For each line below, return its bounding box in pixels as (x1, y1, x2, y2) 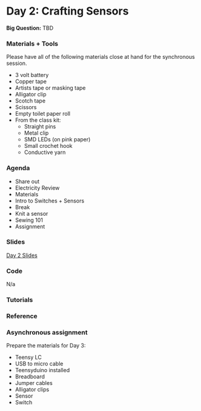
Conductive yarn (24, 149, 66, 156)
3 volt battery (15, 72, 49, 79)
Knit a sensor (15, 210, 48, 217)
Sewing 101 (15, 216, 44, 224)
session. (6, 59, 27, 67)
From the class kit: (15, 116, 61, 124)
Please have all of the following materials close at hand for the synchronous (6, 53, 195, 61)
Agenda (6, 164, 30, 172)
